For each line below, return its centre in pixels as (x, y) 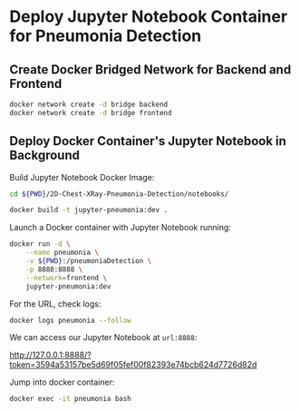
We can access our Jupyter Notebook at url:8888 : (103, 338)
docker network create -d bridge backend (89, 104)
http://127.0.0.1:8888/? (51, 355)
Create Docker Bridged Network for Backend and (150, 69)
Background (44, 156)
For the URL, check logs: (55, 303)
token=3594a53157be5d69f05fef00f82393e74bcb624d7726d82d (133, 365)
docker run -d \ (40, 244)
